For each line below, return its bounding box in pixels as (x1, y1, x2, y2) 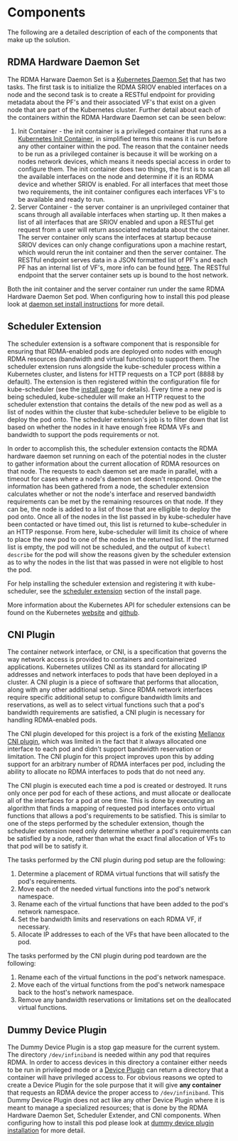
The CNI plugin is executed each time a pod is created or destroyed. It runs (7, 782, 227, 790)
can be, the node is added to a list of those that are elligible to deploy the (7, 504, 222, 513)
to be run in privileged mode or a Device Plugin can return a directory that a (7, 1065, 229, 1074)
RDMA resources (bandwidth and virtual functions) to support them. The (7, 354, 220, 363)
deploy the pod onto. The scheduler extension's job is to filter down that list (7, 415, 229, 424)
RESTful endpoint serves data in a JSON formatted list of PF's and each (17, 255, 228, 264)
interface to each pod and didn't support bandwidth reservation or (7, 745, 202, 753)
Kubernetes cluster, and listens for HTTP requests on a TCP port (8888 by (7, 369, 224, 378)
